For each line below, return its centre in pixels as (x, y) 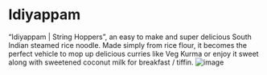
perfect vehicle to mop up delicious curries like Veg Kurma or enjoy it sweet (133, 53)
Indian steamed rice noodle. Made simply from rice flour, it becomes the (128, 45)
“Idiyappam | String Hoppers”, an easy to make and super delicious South (130, 37)
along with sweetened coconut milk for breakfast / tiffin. (101, 62)
